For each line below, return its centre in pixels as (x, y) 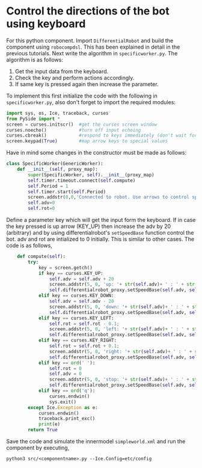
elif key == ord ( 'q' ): (67, 391)
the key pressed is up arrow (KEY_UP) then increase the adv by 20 (89, 226)
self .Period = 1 (48, 186)
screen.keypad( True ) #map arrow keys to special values (87, 141)
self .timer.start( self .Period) (67, 192)
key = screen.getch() (66, 268)
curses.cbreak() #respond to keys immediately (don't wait (96, 136)
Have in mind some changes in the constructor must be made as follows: (96, 153)
